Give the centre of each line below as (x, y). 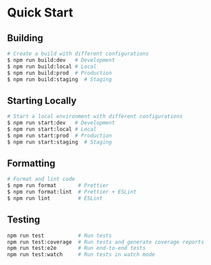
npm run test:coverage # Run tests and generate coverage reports (106, 242)
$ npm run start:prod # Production (59, 135)
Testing (24, 220)
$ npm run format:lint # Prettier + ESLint (72, 192)
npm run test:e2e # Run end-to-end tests (77, 249)
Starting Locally (42, 101)
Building (25, 38)
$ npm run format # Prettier (58, 186)
